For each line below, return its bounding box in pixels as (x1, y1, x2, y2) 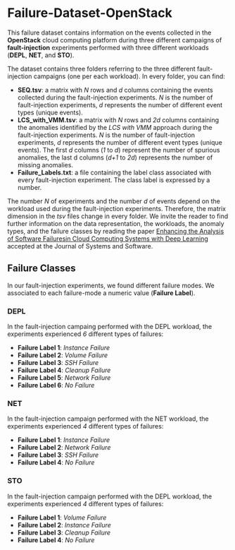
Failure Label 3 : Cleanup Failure (17, 528, 111, 537)
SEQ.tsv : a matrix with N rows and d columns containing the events (17, 85, 213, 94)
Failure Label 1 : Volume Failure (17, 513, 107, 522)
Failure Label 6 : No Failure (17, 381, 95, 390)
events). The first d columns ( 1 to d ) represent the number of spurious (17, 145, 220, 154)
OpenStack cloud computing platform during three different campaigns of (7, 35, 222, 44)
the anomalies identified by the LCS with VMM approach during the (17, 123, 212, 131)
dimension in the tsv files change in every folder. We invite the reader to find (7, 212, 229, 220)
